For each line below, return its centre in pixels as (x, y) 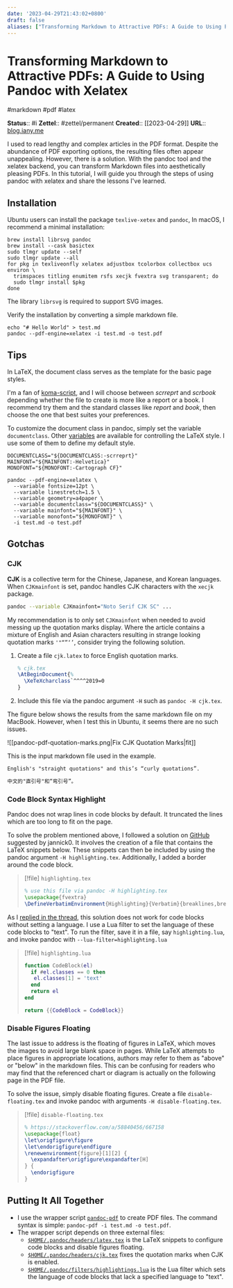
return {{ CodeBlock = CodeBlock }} (74, 1010)
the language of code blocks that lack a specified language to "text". (126, 1276)
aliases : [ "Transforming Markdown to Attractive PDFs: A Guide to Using (114, 26)
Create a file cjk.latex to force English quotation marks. (97, 655)
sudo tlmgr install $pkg (49, 282)
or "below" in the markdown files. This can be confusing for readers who (111, 1065)
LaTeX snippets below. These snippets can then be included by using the (111, 850)
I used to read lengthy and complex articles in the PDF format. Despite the (113, 144)
